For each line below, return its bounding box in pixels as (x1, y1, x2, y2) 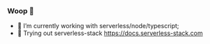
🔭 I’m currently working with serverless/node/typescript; (17, 22, 179, 30)
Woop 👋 (7, 6, 35, 16)
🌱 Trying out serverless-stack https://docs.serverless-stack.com (17, 29, 203, 37)
